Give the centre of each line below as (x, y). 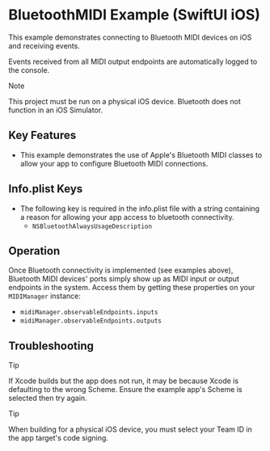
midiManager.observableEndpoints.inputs (89, 313)
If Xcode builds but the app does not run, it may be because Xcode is (124, 381)
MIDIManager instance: (44, 296)
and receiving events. (44, 45)
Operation (34, 251)
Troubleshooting (51, 346)
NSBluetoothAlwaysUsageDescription (92, 226)
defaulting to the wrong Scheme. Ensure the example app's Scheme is (125, 390)
